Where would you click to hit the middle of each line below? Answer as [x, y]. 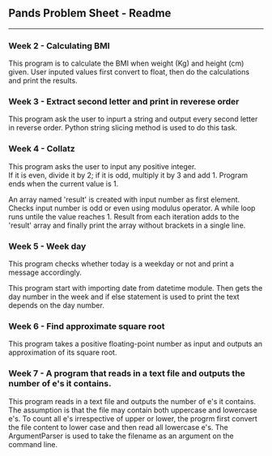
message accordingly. [45, 272]
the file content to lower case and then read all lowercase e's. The [119, 427]
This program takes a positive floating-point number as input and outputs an [136, 344]
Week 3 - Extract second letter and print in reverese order [124, 102]
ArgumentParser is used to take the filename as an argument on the [121, 436]
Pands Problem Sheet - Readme [90, 13]
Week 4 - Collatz [42, 149]
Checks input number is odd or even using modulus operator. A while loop [132, 208]
